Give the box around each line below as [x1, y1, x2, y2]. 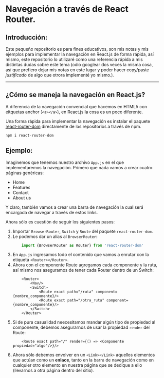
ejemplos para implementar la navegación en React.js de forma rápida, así [5, 51, 154, 57]
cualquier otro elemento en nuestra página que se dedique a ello [12, 362, 143, 368]
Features [12, 184, 31, 190]
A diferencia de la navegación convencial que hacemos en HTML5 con [5, 103, 147, 109]
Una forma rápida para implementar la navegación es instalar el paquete [5, 118, 150, 124]
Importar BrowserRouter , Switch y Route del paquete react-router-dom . [12, 228, 153, 234]
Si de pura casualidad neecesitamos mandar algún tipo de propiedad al [12, 319, 156, 325]
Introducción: [5, 33, 48, 41]
